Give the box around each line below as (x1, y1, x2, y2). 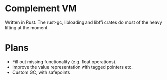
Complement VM (5, 3, 77, 14)
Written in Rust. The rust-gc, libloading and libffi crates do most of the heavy (5, 19, 162, 25)
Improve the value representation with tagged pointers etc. (12, 64, 133, 70)
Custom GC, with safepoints (12, 69, 70, 75)
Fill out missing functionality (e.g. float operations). (12, 58, 117, 65)
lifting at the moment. (5, 24, 49, 30)
